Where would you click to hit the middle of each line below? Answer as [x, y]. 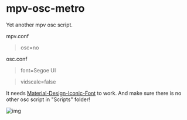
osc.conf [17, 59]
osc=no [30, 47]
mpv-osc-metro [45, 9]
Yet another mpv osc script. [40, 25]
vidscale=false [38, 82]
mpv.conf [18, 36]
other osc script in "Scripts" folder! [48, 99]
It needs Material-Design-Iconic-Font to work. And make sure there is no [94, 93]
